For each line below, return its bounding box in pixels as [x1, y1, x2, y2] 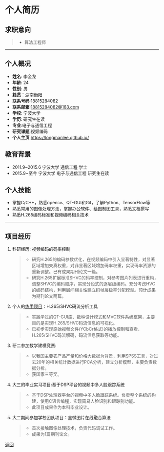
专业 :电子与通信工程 [12, 122, 52, 128]
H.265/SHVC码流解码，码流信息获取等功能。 [31, 332, 122, 338]
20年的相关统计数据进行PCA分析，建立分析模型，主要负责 [36, 359, 153, 365]
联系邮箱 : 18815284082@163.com [12, 104, 80, 110]
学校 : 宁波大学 [12, 110, 41, 116]
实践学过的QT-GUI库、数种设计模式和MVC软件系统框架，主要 [31, 314, 155, 320]
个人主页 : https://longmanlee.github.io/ [12, 134, 89, 140]
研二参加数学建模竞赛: [12, 343, 57, 348]
